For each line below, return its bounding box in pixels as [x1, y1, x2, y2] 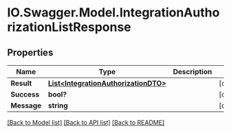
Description [173, 67, 212, 76]
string [47, 101, 69, 110]
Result [10, 79, 32, 88]
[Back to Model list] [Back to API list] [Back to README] [7, 119, 165, 126]
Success [10, 90, 40, 99]
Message [10, 101, 42, 110]
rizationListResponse [7, 19, 132, 35]
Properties [7, 47, 54, 58]
